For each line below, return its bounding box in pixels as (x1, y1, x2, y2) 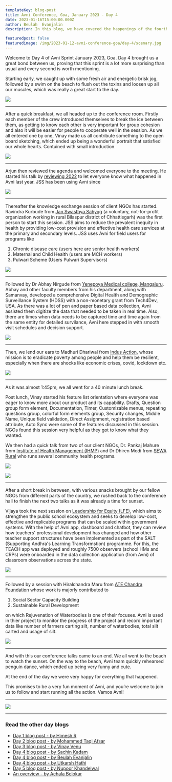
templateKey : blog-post (5, 7, 56, 13)
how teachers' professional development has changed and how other (5, 529, 152, 536)
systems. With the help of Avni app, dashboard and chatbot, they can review (5, 524, 166, 530)
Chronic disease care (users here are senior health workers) (12, 246, 140, 252)
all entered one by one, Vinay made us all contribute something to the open (5, 132, 164, 138)
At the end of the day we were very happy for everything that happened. (5, 673, 158, 679)
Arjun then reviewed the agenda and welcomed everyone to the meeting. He (5, 168, 166, 174)
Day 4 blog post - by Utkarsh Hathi (12, 760, 87, 766)
